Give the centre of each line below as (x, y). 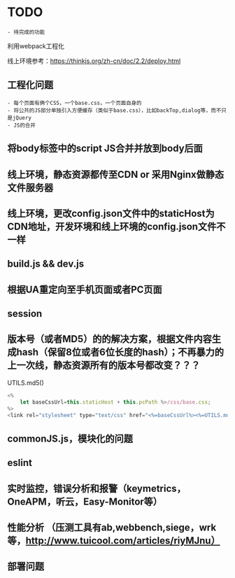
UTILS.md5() (26, 383)
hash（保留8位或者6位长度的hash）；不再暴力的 (120, 352)
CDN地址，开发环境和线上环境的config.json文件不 (116, 226)
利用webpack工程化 (36, 45)
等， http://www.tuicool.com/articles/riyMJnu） (114, 541)
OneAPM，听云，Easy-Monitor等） (85, 501)
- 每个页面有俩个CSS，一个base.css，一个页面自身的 (74, 103)
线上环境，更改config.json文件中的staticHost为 (111, 213)
